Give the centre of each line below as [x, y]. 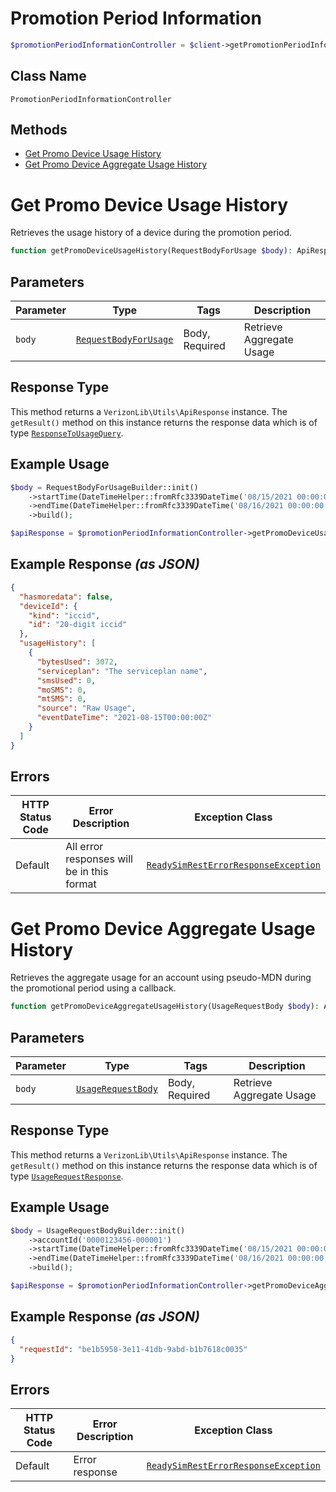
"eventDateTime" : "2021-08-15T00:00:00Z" [124, 718]
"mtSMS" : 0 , [61, 699]
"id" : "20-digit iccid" [78, 625]
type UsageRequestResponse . [67, 1176]
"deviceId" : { [48, 606]
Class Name [48, 76]
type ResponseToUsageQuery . [67, 433]
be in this [87, 872]
